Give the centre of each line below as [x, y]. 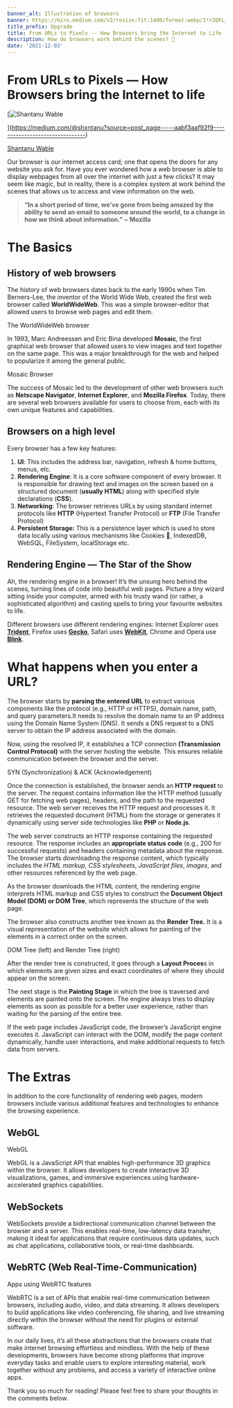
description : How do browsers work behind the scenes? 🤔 [91, 40]
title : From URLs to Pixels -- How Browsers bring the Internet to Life [114, 33]
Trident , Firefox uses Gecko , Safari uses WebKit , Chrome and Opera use [112, 631]
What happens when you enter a [103, 667]
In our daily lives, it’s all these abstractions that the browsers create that [110, 1340]
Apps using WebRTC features [49, 1284]
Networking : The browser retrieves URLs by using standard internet [115, 506]
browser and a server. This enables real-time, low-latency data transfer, [110, 1231]
